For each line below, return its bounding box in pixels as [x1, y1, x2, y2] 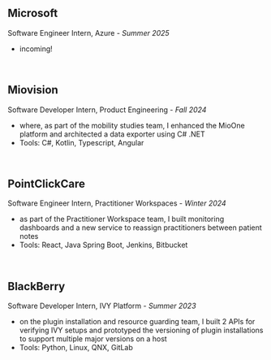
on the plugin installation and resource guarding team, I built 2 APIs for [19, 317, 256, 327]
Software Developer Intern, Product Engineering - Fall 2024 [7, 105, 207, 115]
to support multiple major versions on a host [19, 334, 167, 344]
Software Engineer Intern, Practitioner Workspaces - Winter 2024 [7, 198, 226, 208]
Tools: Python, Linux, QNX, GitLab [19, 343, 133, 353]
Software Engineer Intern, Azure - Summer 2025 [7, 28, 170, 37]
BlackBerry [7, 280, 66, 293]
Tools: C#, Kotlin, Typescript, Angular [19, 137, 144, 147]
